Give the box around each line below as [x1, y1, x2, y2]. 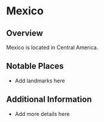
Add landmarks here [14, 77, 65, 84]
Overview [6, 28, 44, 38]
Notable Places [6, 61, 64, 71]
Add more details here [14, 110, 70, 117]
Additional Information [6, 94, 92, 105]
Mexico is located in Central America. [6, 44, 99, 51]
